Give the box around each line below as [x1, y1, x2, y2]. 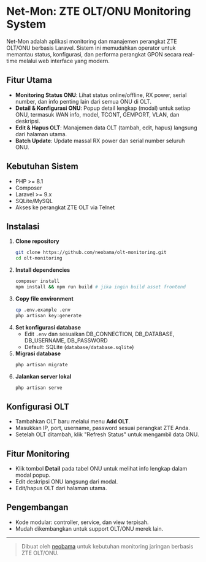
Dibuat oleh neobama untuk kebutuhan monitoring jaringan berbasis [21, 542, 194, 550]
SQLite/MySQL [15, 197, 53, 204]
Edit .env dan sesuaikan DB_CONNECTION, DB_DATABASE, [24, 330, 175, 337]
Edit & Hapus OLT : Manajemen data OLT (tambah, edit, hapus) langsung [15, 124, 197, 131]
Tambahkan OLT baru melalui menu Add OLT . [15, 418, 131, 425]
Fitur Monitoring [6, 448, 70, 459]
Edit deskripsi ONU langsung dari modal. [15, 478, 118, 485]
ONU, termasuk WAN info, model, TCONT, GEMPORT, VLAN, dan [15, 110, 180, 118]
